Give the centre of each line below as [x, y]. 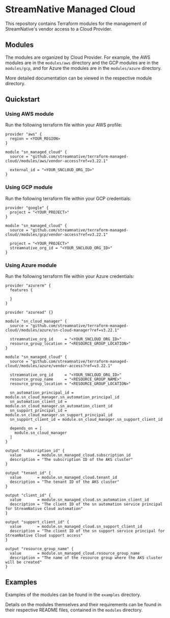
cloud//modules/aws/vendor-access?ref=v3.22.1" [57, 161]
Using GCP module [29, 187]
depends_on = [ [26, 429]
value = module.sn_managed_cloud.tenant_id [63, 478]
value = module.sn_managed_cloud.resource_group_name [75, 553]
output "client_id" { [28, 496]
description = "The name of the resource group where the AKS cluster [86, 558]
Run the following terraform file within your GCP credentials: [68, 198]
